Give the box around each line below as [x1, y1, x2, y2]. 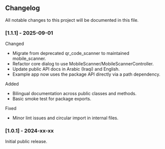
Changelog [5, 4, 40, 12]
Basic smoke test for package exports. [12, 96, 91, 102]
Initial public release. [5, 139, 48, 145]
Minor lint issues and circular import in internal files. [12, 115, 119, 121]
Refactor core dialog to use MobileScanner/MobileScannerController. [12, 61, 154, 67]
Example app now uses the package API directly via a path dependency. [12, 71, 161, 77]
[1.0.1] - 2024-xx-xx [5, 127, 54, 134]
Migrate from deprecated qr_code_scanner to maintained [12, 50, 130, 56]
